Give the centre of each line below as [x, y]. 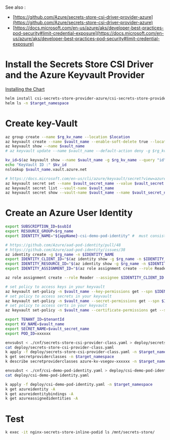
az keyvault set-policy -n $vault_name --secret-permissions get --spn [82, 301]
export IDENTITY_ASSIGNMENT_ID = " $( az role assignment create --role [79, 269]
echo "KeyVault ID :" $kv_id [36, 165]
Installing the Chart [25, 89]
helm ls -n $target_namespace [37, 103]
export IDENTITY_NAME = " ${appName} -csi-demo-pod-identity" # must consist [86, 236]
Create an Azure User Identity [69, 213]
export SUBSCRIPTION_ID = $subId [38, 227]
